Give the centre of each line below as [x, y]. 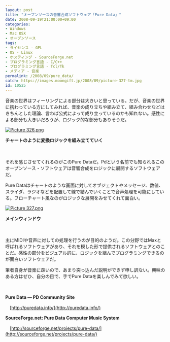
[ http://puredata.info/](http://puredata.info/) [55, 307]
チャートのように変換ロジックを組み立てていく [54, 140]
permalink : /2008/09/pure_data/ [39, 76]
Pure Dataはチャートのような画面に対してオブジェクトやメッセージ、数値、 [84, 185]
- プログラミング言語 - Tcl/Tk [35, 66]
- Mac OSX [16, 33]
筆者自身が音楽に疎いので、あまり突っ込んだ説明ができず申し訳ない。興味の [85, 270]
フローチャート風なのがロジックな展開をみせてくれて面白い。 [78, 198]
